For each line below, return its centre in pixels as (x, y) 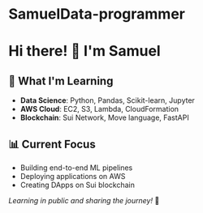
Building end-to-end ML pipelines (76, 168)
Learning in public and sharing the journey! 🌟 (84, 200)
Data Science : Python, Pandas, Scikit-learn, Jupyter (107, 100)
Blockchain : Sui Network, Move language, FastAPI (104, 117)
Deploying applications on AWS (73, 176)
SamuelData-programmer (97, 14)
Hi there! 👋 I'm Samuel (84, 51)
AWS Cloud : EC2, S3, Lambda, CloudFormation (99, 109)
